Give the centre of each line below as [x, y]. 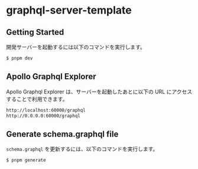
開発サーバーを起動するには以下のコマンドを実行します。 [76, 47]
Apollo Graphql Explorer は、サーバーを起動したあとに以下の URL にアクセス [99, 92]
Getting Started [35, 32]
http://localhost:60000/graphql [46, 110]
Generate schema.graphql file [62, 134]
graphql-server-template [69, 10]
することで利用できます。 [37, 99]
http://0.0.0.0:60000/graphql [43, 116]
